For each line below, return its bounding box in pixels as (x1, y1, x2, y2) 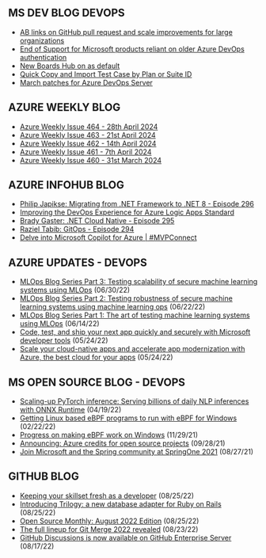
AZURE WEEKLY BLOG (8, 101, 121, 114)
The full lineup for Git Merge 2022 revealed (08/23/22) (19, 524, 199, 533)
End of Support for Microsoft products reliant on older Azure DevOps (19, 44, 245, 54)
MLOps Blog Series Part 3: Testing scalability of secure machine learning (19, 277, 258, 287)
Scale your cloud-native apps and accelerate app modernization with (19, 344, 245, 354)
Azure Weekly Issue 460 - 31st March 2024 (19, 155, 162, 165)
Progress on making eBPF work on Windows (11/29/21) (19, 431, 199, 440)
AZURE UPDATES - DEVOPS (8, 256, 148, 269)
